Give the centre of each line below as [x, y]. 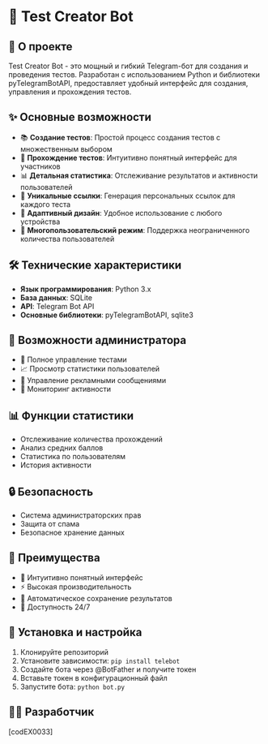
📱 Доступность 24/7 [55, 607]
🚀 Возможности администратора [98, 340]
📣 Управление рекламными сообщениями [93, 381]
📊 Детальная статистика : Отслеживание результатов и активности [139, 175]
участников [40, 166]
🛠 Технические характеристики [95, 266]
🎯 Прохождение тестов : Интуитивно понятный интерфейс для [128, 157]
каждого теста [45, 204]
